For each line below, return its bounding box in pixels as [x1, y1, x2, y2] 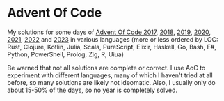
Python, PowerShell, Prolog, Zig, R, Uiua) [7, 50, 124, 59]
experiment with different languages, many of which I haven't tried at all [7, 71, 214, 79]
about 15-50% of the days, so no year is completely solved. [7, 86, 178, 94]
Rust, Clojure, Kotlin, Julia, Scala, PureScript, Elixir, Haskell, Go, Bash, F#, [7, 42, 217, 51]
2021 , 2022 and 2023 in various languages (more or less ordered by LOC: [7, 35, 218, 43]
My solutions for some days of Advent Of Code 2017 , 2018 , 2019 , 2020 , [7, 28, 211, 36]
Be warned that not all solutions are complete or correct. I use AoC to [7, 63, 206, 72]
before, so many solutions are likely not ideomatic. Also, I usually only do [7, 78, 216, 86]
